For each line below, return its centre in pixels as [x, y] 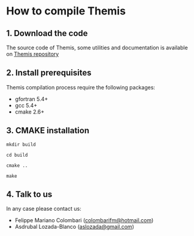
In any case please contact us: [44, 209]
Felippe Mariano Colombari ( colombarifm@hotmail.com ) [84, 220]
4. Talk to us [29, 194]
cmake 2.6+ [30, 112]
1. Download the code [47, 33]
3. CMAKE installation [48, 131]
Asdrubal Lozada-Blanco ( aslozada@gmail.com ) [75, 227]
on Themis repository [33, 54]
